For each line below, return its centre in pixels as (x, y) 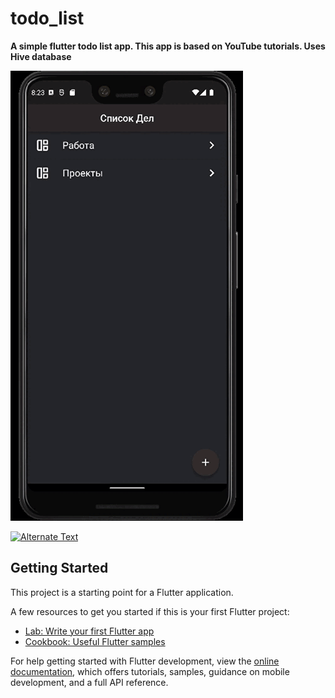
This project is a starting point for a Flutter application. (122, 592)
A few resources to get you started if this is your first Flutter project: (150, 611)
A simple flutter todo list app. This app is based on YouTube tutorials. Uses (168, 46)
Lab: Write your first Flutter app (89, 631)
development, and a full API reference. (89, 682)
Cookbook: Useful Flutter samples (95, 641)
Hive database (41, 56)
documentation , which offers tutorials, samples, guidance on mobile (150, 671)
